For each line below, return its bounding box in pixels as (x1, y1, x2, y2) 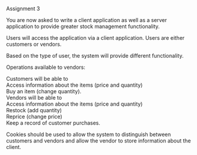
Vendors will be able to (6, 94, 62, 101)
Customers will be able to (6, 75, 68, 82)
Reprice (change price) (6, 113, 62, 120)
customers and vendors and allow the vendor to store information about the (6, 137, 191, 144)
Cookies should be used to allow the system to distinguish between (6, 131, 171, 138)
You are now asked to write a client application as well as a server (6, 17, 167, 23)
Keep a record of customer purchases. (6, 119, 101, 126)
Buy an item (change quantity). (6, 88, 82, 94)
